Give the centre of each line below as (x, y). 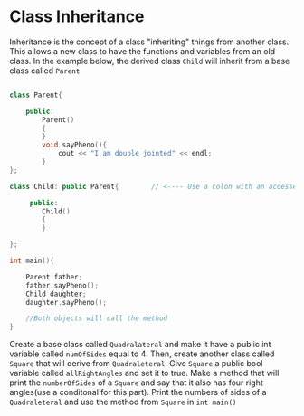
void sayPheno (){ (74, 145)
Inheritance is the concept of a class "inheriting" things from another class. (149, 42)
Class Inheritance (77, 17)
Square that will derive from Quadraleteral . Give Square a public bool (136, 364)
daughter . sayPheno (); (66, 302)
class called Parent (45, 71)
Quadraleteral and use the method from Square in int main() (123, 402)
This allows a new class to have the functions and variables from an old (142, 51)
